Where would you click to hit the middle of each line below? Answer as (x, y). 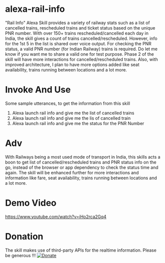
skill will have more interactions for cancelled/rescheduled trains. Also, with (82, 59)
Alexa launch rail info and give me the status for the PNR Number (78, 123)
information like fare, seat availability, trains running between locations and (81, 178)
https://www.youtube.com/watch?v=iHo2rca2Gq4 (56, 216)
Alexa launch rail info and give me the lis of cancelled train (71, 118)
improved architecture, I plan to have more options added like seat (72, 65)
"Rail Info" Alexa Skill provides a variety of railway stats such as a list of (78, 23)
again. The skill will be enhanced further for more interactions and (72, 172)
